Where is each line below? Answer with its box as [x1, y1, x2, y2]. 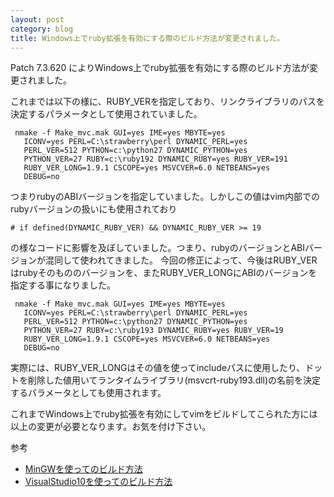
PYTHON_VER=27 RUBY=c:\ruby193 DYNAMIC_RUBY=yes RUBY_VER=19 [23, 326, 284, 336]
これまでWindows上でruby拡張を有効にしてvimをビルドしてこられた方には [10, 408, 318, 420]
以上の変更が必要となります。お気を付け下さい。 [10, 421, 212, 433]
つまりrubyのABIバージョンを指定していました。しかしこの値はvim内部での [10, 191, 321, 203]
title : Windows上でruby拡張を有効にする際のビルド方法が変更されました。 [10, 33, 285, 43]
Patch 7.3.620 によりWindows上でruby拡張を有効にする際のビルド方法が [10, 62, 310, 74]
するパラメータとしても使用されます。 [10, 387, 167, 399]
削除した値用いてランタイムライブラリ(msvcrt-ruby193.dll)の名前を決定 [27, 374, 322, 386]
